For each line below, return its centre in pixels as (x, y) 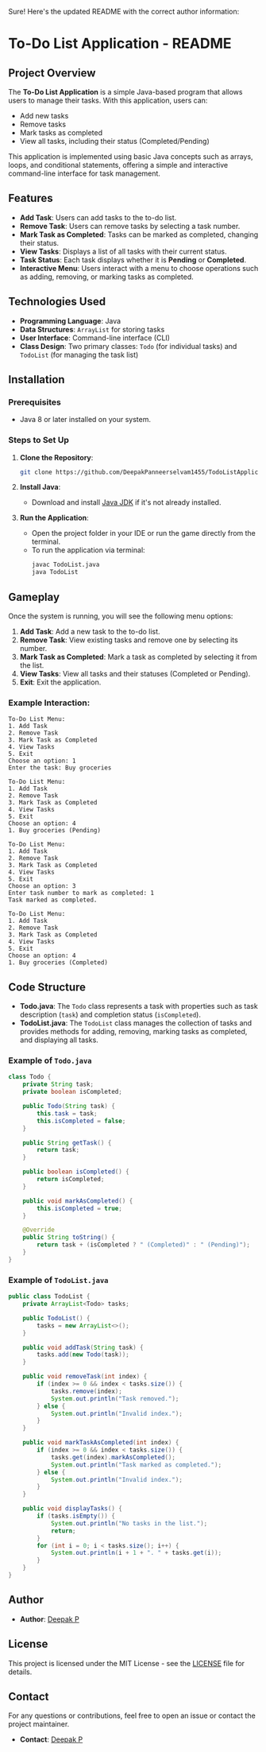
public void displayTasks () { (73, 1509)
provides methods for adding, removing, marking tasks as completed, (133, 1032)
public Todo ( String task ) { (69, 1107)
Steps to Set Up (39, 440)
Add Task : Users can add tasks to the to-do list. (98, 217)
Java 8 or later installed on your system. (85, 420)
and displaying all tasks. (59, 1040)
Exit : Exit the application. (60, 682)
